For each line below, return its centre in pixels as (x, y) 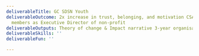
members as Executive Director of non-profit (69, 22)
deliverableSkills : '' (34, 34)
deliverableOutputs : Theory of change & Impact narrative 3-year (88, 28)
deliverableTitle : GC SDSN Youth (47, 11)
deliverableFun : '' (30, 39)
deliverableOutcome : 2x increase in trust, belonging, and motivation (95, 17)
